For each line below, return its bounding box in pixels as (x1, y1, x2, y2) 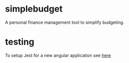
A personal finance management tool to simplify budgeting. (5, 19, 125, 25)
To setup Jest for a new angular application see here (5, 52, 111, 58)
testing (5, 36, 35, 47)
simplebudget (5, 3, 63, 15)
